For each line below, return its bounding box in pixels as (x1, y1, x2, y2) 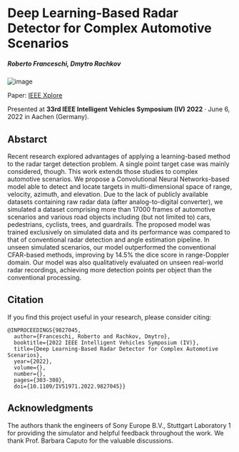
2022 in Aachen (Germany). (7, 113, 89, 121)
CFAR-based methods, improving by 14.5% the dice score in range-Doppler (7, 250, 230, 259)
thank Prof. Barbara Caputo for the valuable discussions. (7, 436, 173, 445)
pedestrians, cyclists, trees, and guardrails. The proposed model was (7, 220, 210, 229)
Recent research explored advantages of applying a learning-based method (7, 152, 230, 160)
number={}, (14, 370, 46, 377)
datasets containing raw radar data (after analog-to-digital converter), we (7, 197, 223, 206)
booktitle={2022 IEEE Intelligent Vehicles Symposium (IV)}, (14, 339, 200, 346)
